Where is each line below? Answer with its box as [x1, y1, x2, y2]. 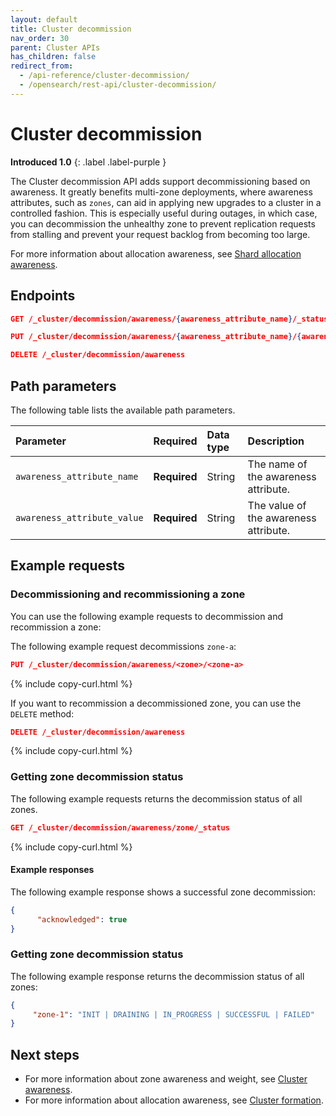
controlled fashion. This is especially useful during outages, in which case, [10, 207, 318, 219]
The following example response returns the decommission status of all [10, 970, 305, 982]
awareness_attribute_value [15, 512, 144, 523]
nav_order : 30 [10, 33, 70, 43]
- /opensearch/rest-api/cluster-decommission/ [19, 80, 217, 90]
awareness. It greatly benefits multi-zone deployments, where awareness [10, 186, 313, 198]
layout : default [10, 14, 78, 25]
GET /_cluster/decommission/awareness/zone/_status [10, 822, 230, 833]
